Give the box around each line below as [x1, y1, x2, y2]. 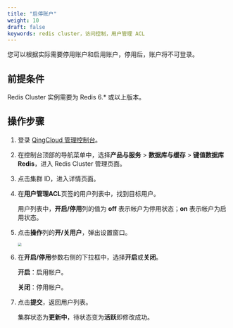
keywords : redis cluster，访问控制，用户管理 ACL [7, 30, 146, 37]
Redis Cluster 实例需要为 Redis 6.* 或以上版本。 [7, 93, 146, 102]
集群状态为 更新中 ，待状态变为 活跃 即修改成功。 [17, 312, 153, 321]
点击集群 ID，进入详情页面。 [17, 174, 100, 183]
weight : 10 [7, 17, 39, 24]
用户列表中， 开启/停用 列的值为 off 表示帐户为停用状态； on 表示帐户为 [17, 204, 220, 212]
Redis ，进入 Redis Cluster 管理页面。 [17, 159, 126, 168]
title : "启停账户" [7, 10, 58, 18]
